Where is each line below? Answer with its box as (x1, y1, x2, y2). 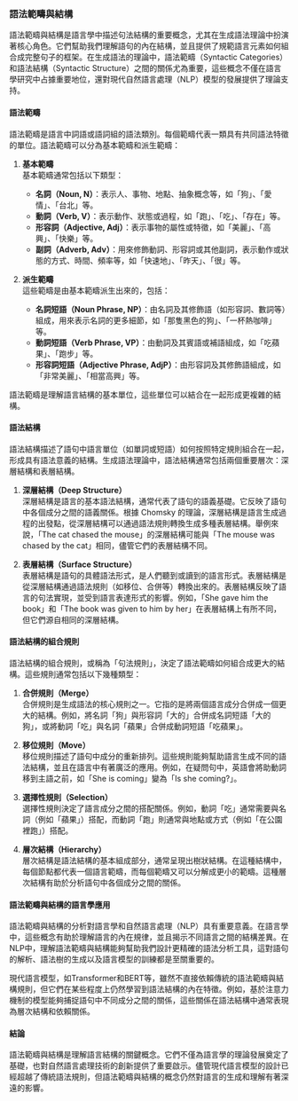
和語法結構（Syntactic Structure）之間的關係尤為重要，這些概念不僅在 (9, 63, 266, 74)
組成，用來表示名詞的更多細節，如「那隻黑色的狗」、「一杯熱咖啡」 (35, 315, 277, 326)
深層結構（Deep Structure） (21, 484, 127, 495)
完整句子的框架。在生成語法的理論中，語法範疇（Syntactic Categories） (24, 51, 288, 63)
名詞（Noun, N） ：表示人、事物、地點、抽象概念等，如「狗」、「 (35, 188, 264, 199)
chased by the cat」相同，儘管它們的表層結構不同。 (21, 539, 213, 551)
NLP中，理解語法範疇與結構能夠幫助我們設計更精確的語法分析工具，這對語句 (9, 943, 289, 954)
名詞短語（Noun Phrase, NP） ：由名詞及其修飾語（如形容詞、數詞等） (35, 303, 286, 314)
